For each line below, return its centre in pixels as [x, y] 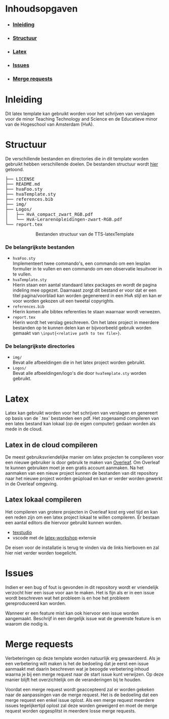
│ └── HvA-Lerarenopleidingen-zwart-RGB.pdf [64, 219]
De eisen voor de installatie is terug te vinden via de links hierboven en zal [82, 547]
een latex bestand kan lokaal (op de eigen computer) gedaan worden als [80, 424]
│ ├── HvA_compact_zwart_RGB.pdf [49, 214]
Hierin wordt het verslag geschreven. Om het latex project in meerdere [86, 322]
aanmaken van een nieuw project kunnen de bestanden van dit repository [82, 473]
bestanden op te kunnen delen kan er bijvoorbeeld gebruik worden [82, 327]
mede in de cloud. [24, 429]
